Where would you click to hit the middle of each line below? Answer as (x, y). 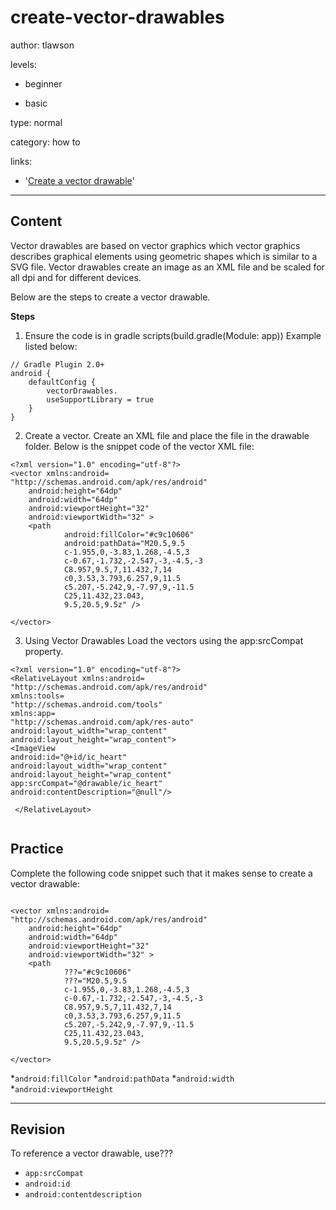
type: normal (36, 122)
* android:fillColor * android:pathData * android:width (122, 1078)
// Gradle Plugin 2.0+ (57, 364)
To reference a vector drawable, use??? (91, 1153)
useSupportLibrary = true (100, 399)
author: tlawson (42, 45)
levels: (23, 64)
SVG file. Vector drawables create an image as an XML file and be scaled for (167, 267)
